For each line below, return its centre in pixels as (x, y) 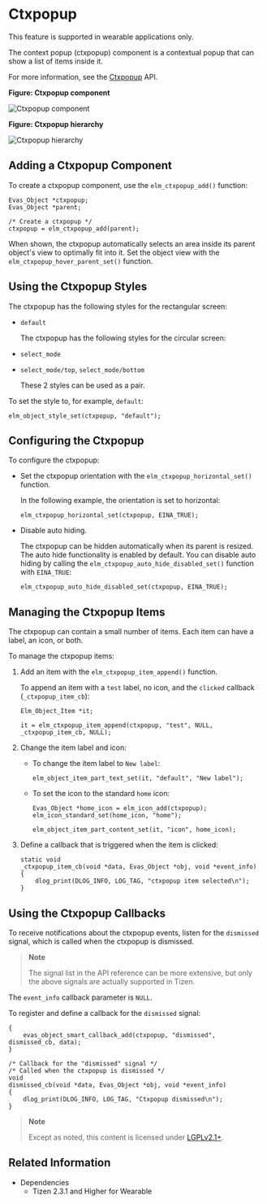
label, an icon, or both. (46, 641)
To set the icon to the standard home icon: (101, 794)
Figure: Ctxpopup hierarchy (56, 124)
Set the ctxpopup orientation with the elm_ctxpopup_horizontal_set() (136, 476)
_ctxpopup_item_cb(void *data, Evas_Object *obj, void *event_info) (138, 867)
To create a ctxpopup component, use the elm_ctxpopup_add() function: (128, 185)
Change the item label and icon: (73, 748)
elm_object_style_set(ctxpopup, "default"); (85, 416)
